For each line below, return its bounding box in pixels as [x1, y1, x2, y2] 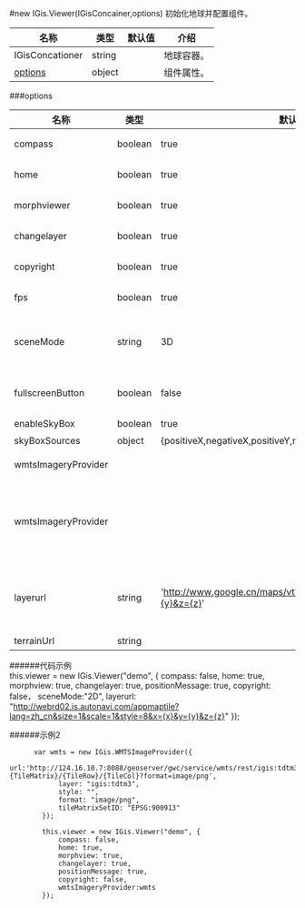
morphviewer [14, 199, 71, 211]
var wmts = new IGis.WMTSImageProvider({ [33, 748, 193, 757]
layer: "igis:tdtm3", [57, 780, 141, 789]
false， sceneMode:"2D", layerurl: [9, 691, 137, 701]
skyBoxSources [14, 435, 81, 447]
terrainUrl [14, 635, 55, 647]
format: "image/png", [57, 795, 141, 804]
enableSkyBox [14, 418, 75, 429]
